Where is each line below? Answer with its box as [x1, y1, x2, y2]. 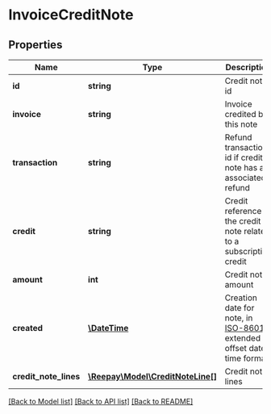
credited [224, 109, 256, 119]
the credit [224, 215, 261, 227]
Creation [224, 292, 258, 303]
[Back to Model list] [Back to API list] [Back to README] [8, 397, 194, 406]
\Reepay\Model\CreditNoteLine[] [87, 371, 218, 382]
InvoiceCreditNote [8, 6, 134, 24]
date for [224, 303, 255, 313]
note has [224, 162, 258, 173]
